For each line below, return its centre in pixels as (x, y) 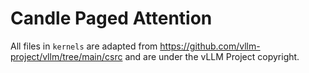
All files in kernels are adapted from (84, 46)
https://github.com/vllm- (210, 46)
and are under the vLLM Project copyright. (212, 56)
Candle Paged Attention (111, 18)
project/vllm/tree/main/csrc (66, 56)
